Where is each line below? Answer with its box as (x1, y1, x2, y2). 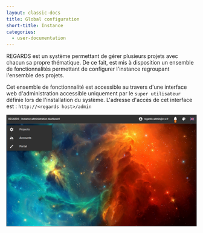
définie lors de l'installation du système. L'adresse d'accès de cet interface (6, 97, 193, 104)
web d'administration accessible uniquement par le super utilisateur (6, 90, 181, 97)
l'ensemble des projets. (6, 72, 65, 79)
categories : (6, 29, 36, 35)
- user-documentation (11, 35, 66, 42)
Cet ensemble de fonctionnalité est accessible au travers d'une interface (6, 83, 187, 91)
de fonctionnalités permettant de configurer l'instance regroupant (6, 65, 170, 72)
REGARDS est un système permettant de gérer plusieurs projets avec (6, 53, 178, 60)
